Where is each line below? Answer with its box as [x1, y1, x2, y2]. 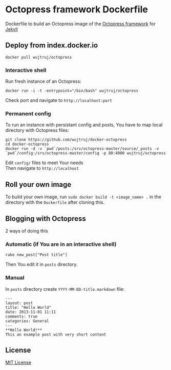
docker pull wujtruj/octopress [5, 55, 72, 60]
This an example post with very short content [5, 332, 106, 337]
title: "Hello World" [5, 305, 52, 310]
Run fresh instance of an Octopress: [5, 78, 82, 84]
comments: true [5, 314, 38, 319]
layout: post [5, 300, 33, 306]
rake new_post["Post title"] [5, 252, 68, 258]
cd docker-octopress [5, 142, 50, 147]
